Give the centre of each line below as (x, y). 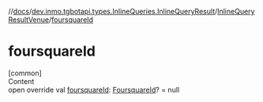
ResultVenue (29, 20)
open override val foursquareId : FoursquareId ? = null (94, 89)
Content (21, 81)
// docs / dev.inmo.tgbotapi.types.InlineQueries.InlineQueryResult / (113, 11)
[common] (25, 73)
